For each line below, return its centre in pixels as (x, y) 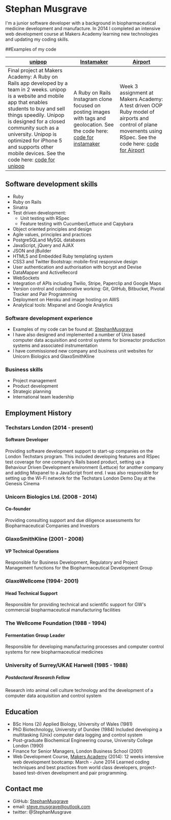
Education (22, 712)
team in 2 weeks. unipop (37, 89)
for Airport (132, 150)
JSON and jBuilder (32, 251)
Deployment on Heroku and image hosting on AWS (66, 300)
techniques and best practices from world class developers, (76, 767)
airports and (134, 118)
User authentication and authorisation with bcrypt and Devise (77, 267)
